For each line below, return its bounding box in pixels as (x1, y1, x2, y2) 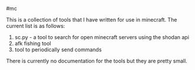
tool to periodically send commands (14, 46, 102, 53)
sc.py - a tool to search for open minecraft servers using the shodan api (14, 34, 190, 40)
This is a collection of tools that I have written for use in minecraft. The (6, 16, 177, 23)
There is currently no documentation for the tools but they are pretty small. (6, 58, 187, 64)
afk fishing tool (14, 40, 51, 47)
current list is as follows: (6, 23, 65, 29)
